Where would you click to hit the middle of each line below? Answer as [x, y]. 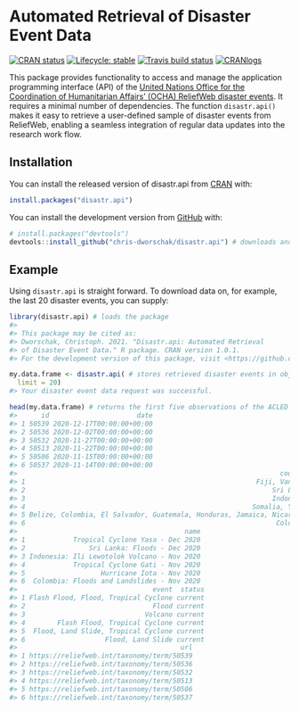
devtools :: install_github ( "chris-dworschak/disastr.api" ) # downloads [143, 242]
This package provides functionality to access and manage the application [146, 77]
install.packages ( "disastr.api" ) [71, 200]
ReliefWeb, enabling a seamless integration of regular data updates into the [147, 124]
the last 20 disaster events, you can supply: [89, 301]
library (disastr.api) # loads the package [89, 317]
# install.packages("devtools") [69, 234]
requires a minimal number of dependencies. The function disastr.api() [143, 105]
